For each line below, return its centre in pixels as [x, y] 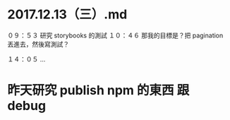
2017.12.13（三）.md [67, 14]
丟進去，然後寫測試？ [38, 44]
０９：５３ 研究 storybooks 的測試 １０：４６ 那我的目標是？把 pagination [115, 35]
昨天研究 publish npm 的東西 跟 [98, 91]
